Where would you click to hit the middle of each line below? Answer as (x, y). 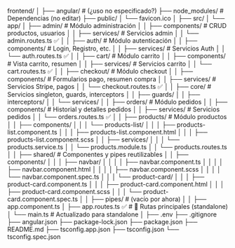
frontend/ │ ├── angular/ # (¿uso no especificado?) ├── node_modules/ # (116, 11)
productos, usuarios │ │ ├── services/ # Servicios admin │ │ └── (103, 33)
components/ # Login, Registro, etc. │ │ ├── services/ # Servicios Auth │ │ (116, 48)
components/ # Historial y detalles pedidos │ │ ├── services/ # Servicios (114, 109)
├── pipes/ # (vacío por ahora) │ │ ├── (148, 199)
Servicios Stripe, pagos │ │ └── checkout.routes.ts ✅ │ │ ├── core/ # (109, 87)
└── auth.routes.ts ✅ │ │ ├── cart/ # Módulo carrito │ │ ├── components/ (116, 56)
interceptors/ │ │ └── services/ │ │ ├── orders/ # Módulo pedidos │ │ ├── (117, 102)
